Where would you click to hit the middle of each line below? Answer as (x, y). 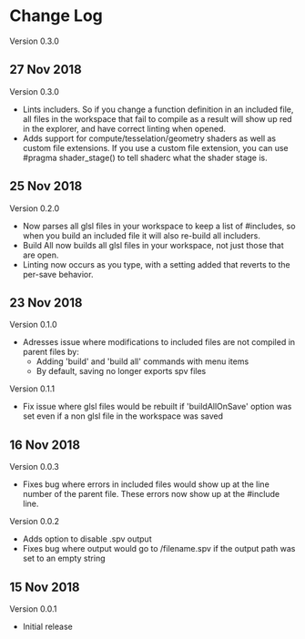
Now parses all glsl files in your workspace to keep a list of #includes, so (159, 226)
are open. (41, 255)
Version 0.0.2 (34, 522)
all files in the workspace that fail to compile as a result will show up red (158, 118)
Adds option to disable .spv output (87, 539)
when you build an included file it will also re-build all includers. (142, 235)
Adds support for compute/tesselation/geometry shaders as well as (149, 138)
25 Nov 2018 (46, 186)
